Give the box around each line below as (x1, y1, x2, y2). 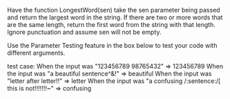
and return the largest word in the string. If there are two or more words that (7, 13, 223, 21)
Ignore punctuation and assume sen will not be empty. (7, 28, 162, 36)
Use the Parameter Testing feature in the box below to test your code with (7, 42, 218, 49)
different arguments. (7, 48, 66, 57)
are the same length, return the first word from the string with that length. (7, 21, 215, 28)
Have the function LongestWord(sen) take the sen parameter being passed (7, 6, 220, 14)
